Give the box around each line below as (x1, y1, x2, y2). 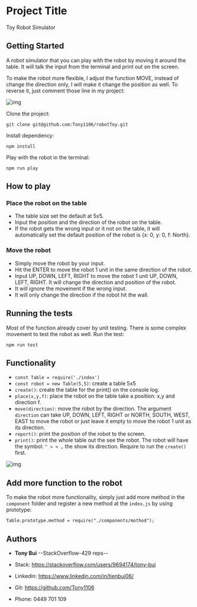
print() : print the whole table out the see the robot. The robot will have (14, 437, 189, 444)
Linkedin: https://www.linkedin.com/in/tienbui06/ (14, 572, 134, 579)
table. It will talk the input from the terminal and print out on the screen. (6, 63, 179, 70)
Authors (6, 533, 37, 544)
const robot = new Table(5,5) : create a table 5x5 (14, 380, 136, 387)
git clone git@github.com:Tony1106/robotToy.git (6, 122, 128, 127)
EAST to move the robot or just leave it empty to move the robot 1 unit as (14, 418, 192, 425)
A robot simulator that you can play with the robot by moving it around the (6, 56, 186, 63)
